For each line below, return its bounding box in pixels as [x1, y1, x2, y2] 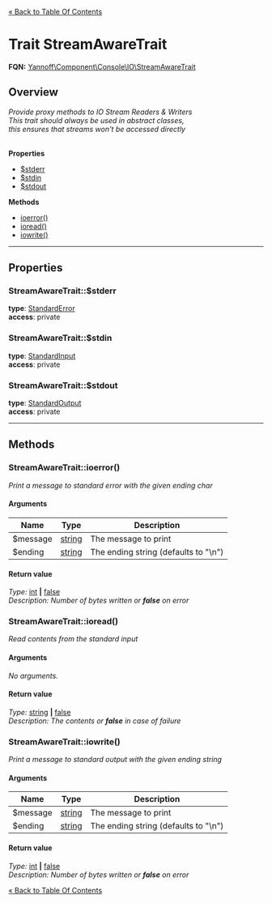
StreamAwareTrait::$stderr [8, 285, 117, 296]
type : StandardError [8, 304, 75, 313]
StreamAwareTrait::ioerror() [8, 462, 121, 473]
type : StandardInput [8, 351, 76, 360]
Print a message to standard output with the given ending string [8, 755, 223, 765]
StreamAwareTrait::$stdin [8, 332, 113, 343]
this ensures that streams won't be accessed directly [8, 124, 186, 134]
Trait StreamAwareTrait [8, 36, 168, 53]
